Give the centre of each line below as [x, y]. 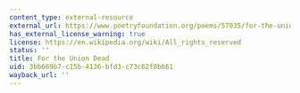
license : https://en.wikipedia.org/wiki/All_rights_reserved [125, 42]
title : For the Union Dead [59, 58]
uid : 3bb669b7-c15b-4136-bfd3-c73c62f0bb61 [92, 67]
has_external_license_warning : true [77, 34]
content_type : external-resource [71, 17]
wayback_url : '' [39, 75]
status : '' [29, 50]
